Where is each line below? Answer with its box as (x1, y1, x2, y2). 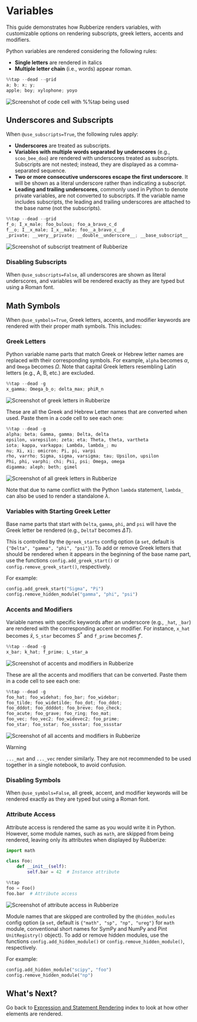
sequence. (41, 167, 66, 174)
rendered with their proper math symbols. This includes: (6, 322, 142, 329)
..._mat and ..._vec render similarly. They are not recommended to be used (6, 755, 191, 762)
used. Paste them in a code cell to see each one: (6, 415, 124, 422)
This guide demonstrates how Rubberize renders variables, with (6, 24, 161, 31)
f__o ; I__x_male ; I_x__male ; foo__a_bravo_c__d (6, 227, 125, 233)
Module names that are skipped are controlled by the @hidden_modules (6, 913, 175, 920)
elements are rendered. (6, 1010, 63, 1017)
